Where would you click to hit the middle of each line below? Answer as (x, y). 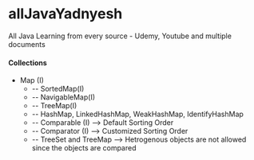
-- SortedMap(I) (58, 89)
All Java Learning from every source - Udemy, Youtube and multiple (120, 36)
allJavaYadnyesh (65, 14)
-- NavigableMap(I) (63, 97)
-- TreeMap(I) (54, 106)
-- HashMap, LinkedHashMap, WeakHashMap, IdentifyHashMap (137, 114)
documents (27, 44)
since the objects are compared (84, 148)
